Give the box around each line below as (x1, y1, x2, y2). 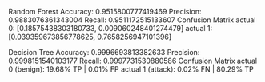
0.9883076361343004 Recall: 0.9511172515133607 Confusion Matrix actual (8, 15, 256, 25)
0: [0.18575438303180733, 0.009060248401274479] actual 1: (8, 24, 213, 33)
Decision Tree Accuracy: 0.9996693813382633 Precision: (8, 48, 200, 57)
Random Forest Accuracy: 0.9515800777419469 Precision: (8, 7, 202, 16)
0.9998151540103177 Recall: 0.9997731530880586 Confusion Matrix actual (8, 56, 258, 65)
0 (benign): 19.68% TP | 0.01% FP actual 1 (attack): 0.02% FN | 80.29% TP (8, 64, 254, 74)
